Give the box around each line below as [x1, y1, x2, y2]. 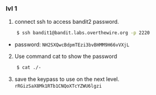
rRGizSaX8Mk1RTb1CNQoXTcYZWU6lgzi [14, 83, 102, 90]
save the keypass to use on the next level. [14, 76, 120, 83]
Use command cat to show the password [14, 53, 118, 60]
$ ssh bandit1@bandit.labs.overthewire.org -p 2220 [16, 30, 150, 36]
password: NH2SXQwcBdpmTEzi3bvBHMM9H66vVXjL [14, 41, 130, 48]
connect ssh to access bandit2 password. [14, 18, 120, 26]
